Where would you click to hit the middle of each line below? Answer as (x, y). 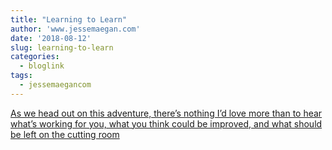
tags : (21, 76)
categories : (35, 57)
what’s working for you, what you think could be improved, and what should (166, 123)
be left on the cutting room (65, 134)
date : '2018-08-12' (51, 38)
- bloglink (42, 66)
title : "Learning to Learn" (69, 19)
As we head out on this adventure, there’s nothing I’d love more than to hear (166, 113)
